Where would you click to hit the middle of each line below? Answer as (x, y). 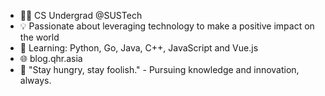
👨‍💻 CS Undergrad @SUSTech (81, 15)
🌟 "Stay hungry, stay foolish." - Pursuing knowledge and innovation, (159, 69)
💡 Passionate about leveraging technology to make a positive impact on (167, 26)
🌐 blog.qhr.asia (51, 58)
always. (35, 80)
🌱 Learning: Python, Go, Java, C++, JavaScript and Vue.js (139, 48)
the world (39, 37)
